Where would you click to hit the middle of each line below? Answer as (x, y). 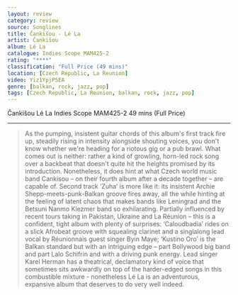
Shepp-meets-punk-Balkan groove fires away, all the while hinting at (125, 194)
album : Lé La (27, 47)
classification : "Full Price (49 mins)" (68, 67)
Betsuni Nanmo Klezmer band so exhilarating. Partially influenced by (125, 209)
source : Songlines (34, 27)
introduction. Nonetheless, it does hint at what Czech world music (121, 172)
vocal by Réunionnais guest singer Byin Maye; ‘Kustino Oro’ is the (120, 239)
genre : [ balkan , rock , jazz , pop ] (58, 87)
